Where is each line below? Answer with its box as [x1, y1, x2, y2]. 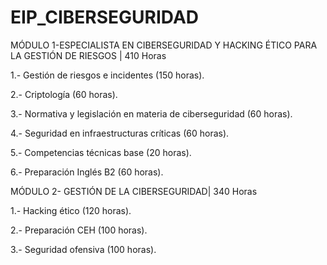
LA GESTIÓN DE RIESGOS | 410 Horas [10, 49, 167, 61]
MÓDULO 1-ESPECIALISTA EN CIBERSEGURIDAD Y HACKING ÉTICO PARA [10, 39, 318, 51]
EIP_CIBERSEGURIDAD [10, 6, 199, 29]
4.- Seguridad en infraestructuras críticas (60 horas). [10, 127, 230, 139]
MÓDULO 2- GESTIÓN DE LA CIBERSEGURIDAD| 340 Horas [10, 185, 258, 197]
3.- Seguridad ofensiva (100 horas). [10, 243, 157, 255]
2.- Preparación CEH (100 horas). [10, 224, 148, 236]
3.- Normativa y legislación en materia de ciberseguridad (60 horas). [10, 107, 293, 120]
